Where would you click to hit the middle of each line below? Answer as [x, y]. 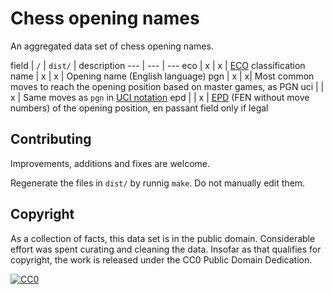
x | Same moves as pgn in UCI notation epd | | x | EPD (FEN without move [160, 97]
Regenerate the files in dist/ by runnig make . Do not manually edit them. [158, 183]
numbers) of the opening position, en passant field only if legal [139, 108]
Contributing [51, 139]
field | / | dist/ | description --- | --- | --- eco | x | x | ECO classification [158, 65]
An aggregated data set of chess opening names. [112, 46]
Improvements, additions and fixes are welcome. [110, 163]
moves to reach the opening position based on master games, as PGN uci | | [167, 86]
